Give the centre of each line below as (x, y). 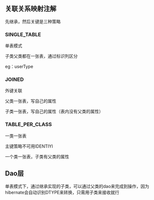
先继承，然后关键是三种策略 (33, 22)
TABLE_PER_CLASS (29, 125)
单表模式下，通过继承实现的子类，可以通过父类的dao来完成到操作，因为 (77, 186)
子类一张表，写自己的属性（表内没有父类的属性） (54, 111)
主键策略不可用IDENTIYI (29, 146)
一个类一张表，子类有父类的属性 (37, 156)
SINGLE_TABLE (23, 34)
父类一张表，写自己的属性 (31, 101)
